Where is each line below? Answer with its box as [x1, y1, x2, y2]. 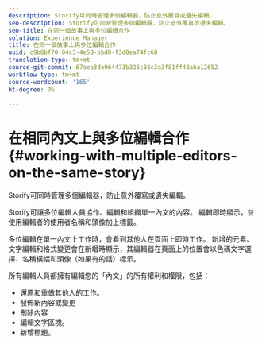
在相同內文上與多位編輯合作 [8, 129, 190, 147]
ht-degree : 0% [8, 85, 56, 94]
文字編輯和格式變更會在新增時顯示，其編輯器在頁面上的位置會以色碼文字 [8, 244, 245, 254]
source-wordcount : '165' [8, 78, 91, 86]
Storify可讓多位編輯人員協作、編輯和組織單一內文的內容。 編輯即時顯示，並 [8, 207, 255, 217]
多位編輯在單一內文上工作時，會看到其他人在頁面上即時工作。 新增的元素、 [8, 234, 254, 244]
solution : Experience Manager [8, 33, 109, 42]
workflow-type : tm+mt [8, 71, 80, 79]
